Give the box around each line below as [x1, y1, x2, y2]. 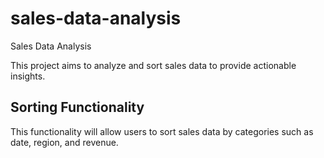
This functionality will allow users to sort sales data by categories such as [10, 125, 314, 137]
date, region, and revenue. [10, 136, 119, 148]
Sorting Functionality [10, 99, 145, 116]
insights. [10, 70, 46, 82]
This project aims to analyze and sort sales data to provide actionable [10, 59, 297, 71]
